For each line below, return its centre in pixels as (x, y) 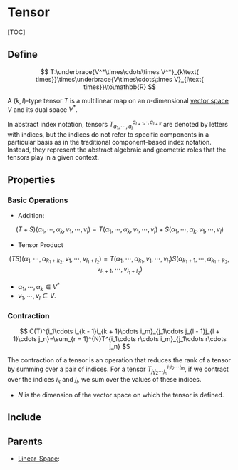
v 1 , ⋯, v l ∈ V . (37, 297)
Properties (31, 180)
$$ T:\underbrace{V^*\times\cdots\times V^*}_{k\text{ (120, 71)
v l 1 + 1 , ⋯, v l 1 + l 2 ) (120, 270)
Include (24, 417)
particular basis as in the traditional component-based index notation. (109, 142)
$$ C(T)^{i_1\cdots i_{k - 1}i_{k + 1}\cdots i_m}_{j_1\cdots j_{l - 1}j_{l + (120, 331)
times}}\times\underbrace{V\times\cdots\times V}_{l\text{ (120, 79)
